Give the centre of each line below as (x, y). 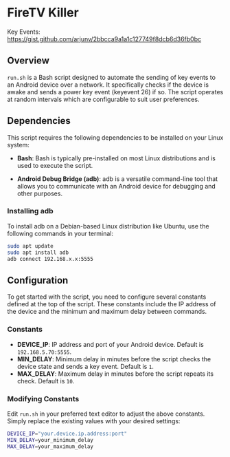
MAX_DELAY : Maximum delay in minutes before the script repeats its (115, 374)
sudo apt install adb (38, 253)
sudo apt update (30, 246)
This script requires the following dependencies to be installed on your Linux (115, 137)
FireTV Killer (43, 13)
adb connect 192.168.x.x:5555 (50, 259)
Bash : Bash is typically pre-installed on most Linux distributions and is (116, 158)
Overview (28, 61)
